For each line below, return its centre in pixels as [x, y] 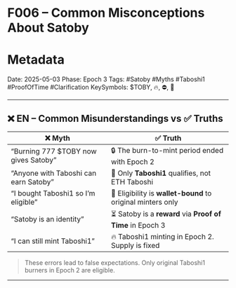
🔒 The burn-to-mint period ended [167, 150]
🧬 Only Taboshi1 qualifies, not [161, 173]
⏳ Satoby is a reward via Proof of [166, 214]
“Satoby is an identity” [47, 219]
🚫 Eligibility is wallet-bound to [162, 193]
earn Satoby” [32, 181]
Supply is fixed [136, 245]
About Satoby [48, 28]
